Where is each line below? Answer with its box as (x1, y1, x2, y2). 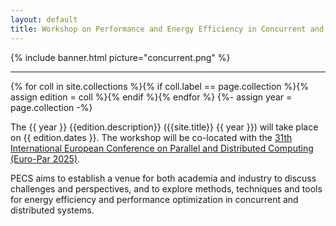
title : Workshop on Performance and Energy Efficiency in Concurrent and (10, 24, 325, 34)
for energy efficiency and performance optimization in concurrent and (10, 193, 299, 205)
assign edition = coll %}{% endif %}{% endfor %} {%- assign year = (10, 91, 293, 103)
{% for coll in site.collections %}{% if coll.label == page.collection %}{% (10, 80, 310, 92)
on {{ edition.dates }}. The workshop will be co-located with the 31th (10, 131, 293, 143)
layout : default (10, 14, 78, 25)
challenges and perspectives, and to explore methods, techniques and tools (10, 182, 323, 195)
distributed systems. (10, 204, 95, 216)
